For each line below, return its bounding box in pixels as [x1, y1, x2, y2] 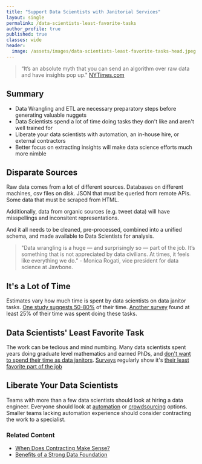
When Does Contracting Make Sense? [15, 445, 110, 452]
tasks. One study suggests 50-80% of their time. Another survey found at [6, 304, 190, 311]
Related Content [6, 431, 56, 439]
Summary [6, 89, 44, 99]
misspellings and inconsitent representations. [6, 214, 120, 221]
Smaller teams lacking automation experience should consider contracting [6, 409, 192, 416]
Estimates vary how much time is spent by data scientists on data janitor [6, 297, 186, 304]
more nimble [15, 149, 47, 157]
